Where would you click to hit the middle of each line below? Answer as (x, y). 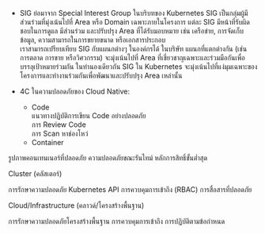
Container (48, 142)
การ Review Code (59, 125)
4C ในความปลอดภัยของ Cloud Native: (75, 91)
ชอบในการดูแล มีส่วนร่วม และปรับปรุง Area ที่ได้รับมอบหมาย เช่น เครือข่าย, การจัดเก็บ (131, 31)
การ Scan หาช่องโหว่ (60, 133)
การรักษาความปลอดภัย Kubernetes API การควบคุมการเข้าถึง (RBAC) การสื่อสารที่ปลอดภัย (130, 190)
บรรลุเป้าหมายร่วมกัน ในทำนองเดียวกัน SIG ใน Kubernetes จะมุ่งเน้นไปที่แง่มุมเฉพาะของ (138, 67)
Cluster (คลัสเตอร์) (35, 174)
